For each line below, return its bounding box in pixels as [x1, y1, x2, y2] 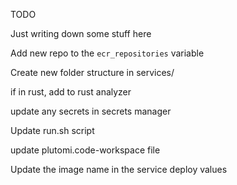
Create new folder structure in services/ [10, 67, 175, 78]
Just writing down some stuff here [10, 28, 152, 39]
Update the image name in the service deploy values [10, 164, 228, 175]
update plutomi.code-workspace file [10, 144, 161, 156]
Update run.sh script [10, 125, 95, 136]
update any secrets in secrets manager [10, 105, 172, 117]
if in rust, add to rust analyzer [10, 86, 132, 98]
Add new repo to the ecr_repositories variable [10, 47, 205, 59]
